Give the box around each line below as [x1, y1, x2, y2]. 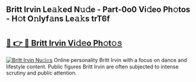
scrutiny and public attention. [6, 70, 77, 76]
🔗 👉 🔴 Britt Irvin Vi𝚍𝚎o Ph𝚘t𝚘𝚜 [6, 38, 122, 48]
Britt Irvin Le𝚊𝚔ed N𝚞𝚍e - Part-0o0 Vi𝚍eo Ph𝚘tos [6, 5, 191, 15]
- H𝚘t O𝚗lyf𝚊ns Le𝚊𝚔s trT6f [6, 14, 110, 24]
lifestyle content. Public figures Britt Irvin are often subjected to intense [6, 63, 179, 70]
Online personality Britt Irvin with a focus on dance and [54, 57, 187, 63]
